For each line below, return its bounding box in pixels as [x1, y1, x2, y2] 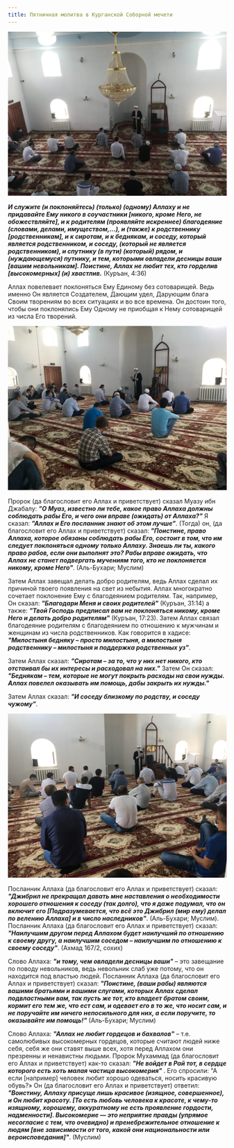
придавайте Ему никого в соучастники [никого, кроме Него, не [8, 210, 202, 218]
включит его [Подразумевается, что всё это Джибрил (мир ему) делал [8, 906, 226, 915]
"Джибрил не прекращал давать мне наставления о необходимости [8, 892, 221, 900]
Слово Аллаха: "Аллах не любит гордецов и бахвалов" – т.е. [8, 1029, 191, 1038]
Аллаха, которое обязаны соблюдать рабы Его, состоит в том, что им [8, 533, 223, 542]
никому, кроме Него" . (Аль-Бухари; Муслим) [8, 563, 144, 572]
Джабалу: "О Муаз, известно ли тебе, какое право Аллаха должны [8, 504, 213, 513]
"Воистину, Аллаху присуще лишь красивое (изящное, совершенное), [8, 1088, 224, 1097]
